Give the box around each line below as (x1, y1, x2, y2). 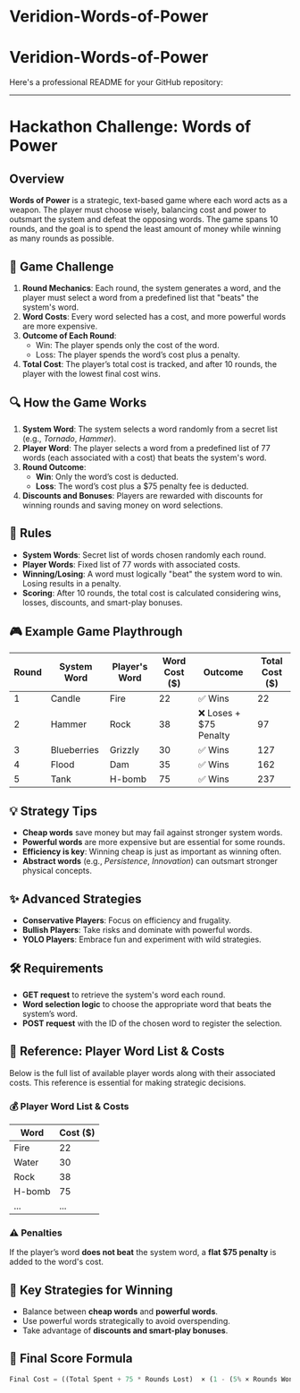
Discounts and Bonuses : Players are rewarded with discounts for (21, 490, 263, 500)
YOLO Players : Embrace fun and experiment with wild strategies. (21, 934, 262, 944)
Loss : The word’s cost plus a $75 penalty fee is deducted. (35, 481, 249, 491)
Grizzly (109, 744, 140, 756)
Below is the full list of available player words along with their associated (9, 1067, 276, 1078)
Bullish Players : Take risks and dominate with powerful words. (21, 925, 253, 935)
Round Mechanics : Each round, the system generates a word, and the (21, 282, 281, 293)
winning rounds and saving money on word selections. (21, 500, 223, 510)
